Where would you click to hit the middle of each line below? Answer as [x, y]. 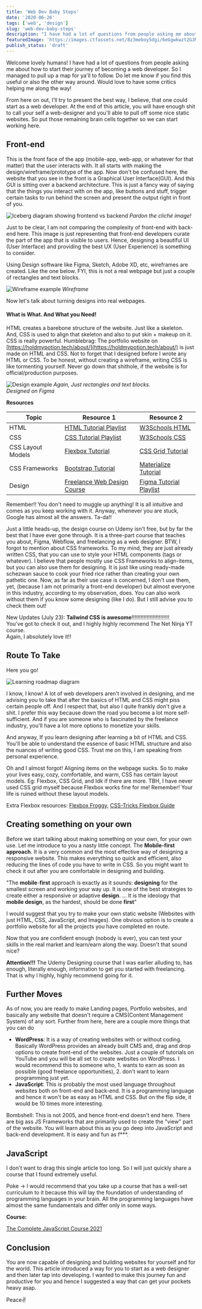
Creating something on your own [69, 825]
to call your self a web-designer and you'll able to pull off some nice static [98, 113]
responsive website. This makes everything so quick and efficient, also [94, 858]
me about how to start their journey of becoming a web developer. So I [94, 69]
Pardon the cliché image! [160, 215]
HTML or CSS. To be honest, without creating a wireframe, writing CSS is [97, 360]
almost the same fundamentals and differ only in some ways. [81, 1205]
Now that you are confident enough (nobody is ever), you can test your [94, 938]
